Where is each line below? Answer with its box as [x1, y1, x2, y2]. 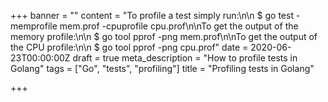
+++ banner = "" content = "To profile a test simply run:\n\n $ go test [10, 10, 294, 21]
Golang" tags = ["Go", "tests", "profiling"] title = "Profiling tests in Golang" [10, 63, 315, 74]
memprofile [10, 20, 58, 32]
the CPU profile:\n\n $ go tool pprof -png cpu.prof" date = [10, 41, 249, 53]
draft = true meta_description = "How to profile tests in [72, 52, 298, 64]
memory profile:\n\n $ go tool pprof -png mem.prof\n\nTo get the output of [10, 31, 318, 42]
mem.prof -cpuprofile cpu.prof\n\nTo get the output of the [59, 20, 299, 32]
